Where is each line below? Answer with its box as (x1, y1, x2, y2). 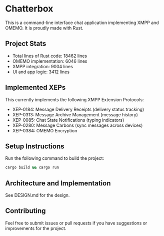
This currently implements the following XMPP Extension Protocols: (5, 96, 144, 103)
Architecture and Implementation (5, 179, 111, 187)
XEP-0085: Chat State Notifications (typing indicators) (12, 117, 124, 123)
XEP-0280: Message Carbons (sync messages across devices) (12, 122, 143, 128)
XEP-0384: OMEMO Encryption (12, 127, 77, 133)
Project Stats (5, 40, 46, 48)
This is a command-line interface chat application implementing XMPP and (5, 20, 159, 26)
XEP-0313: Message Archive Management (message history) (12, 111, 138, 118)
